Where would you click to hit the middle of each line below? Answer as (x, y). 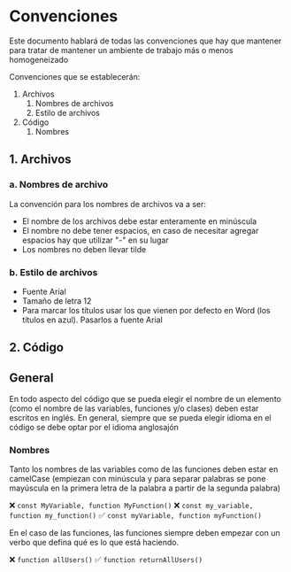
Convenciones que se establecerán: (75, 76)
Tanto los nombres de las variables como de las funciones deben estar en (144, 469)
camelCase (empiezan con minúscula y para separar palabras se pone (138, 479)
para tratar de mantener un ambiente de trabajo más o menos (121, 50)
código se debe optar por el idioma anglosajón (94, 428)
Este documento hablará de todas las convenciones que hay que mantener (145, 41)
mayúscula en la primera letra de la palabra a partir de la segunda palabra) (145, 488)
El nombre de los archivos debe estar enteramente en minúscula (139, 221)
